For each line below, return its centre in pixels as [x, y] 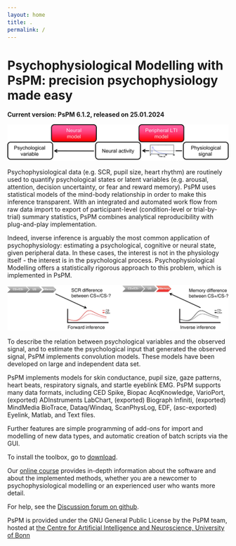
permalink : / [26, 30]
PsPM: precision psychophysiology [113, 80]
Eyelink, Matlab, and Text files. [52, 415]
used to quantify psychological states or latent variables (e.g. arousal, [108, 180]
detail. [17, 493]
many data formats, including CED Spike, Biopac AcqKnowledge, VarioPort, [116, 393]
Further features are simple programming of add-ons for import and [105, 429]
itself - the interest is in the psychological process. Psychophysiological [111, 261]
